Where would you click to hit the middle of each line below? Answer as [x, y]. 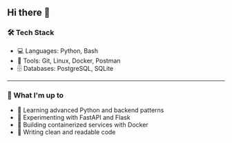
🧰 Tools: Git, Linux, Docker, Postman [69, 60]
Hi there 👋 [29, 13]
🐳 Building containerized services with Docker [83, 124]
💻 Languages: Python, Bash [58, 51]
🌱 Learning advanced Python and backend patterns [90, 110]
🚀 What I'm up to [36, 95]
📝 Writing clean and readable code [66, 132]
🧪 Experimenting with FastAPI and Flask [74, 117]
